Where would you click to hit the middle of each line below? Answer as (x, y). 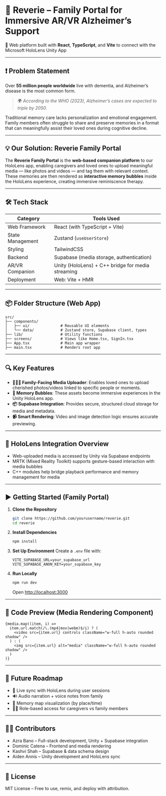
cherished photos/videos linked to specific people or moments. (77, 388)
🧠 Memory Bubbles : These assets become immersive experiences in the (86, 393)
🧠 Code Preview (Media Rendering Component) (79, 612)
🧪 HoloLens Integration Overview (57, 444)
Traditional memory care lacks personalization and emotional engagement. (81, 117)
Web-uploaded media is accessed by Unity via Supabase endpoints (81, 456)
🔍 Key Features (30, 368)
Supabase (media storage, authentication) (103, 258)
